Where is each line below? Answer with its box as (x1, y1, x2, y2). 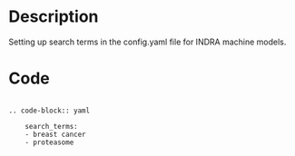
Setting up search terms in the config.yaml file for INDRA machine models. (8, 36, 287, 47)
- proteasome (25, 138, 74, 147)
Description (8, 6, 99, 27)
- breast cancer (25, 130, 87, 139)
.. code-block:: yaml (8, 106, 91, 115)
